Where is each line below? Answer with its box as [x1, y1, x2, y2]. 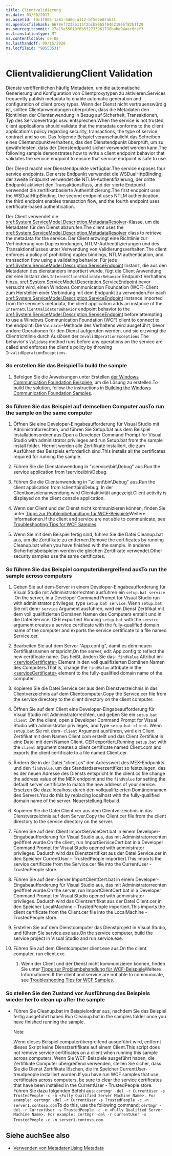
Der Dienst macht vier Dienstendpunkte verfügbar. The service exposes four [6, 165, 166, 172]
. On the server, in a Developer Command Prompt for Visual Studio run [13, 595, 160, 601]
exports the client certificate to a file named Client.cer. [13, 750, 128, 756]
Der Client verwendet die [6, 213, 58, 219]
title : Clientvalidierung [6, 7, 61, 13]
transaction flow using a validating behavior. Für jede [6, 257, 117, 263]
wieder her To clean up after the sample [6, 996, 105, 1003]
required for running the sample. [13, 454, 82, 460]
